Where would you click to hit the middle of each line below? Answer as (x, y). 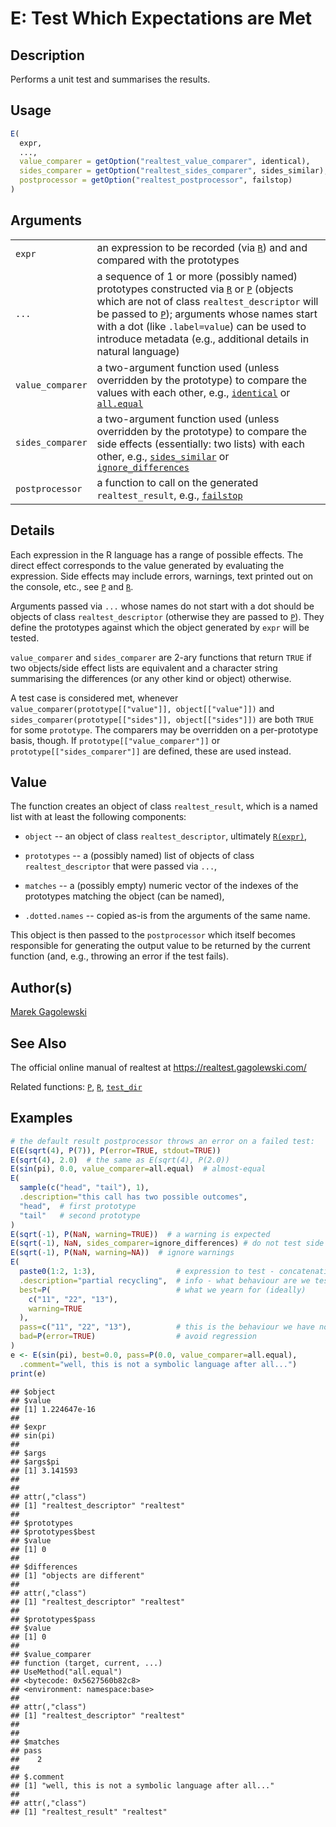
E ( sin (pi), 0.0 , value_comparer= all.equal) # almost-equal (138, 1169)
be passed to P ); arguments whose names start (207, 314)
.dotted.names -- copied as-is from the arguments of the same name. (167, 916)
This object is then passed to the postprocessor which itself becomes (153, 935)
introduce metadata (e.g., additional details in (203, 339)
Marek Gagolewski (48, 1012)
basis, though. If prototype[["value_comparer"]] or (115, 740)
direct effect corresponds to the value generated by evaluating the (147, 565)
